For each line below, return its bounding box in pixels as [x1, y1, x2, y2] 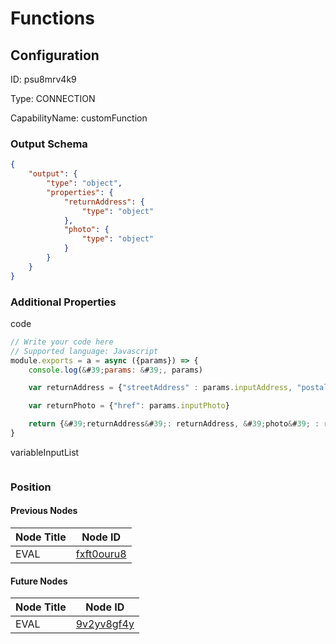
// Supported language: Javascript [10, 346, 159, 356]
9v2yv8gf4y [75, 617, 135, 631]
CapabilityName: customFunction [10, 112, 148, 124]
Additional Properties [10, 295, 117, 309]
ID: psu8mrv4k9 [10, 73, 77, 85]
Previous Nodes [10, 505, 78, 517]
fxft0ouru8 [75, 547, 127, 561]
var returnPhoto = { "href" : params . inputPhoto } [28, 401, 230, 411]
